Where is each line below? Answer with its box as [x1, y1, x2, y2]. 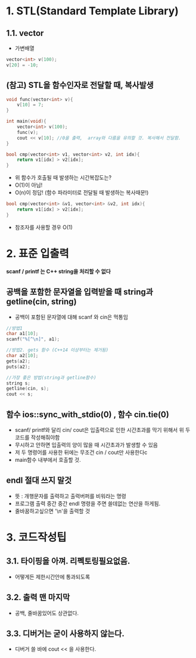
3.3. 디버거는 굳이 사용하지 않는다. [6, 629, 125, 639]
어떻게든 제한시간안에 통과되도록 [14, 573, 91, 580]
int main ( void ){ [6, 118, 46, 124]
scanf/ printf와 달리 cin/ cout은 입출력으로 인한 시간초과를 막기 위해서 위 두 [14, 427, 191, 433]
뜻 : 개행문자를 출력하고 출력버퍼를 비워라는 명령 [14, 492, 126, 499]
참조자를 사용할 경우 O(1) [14, 223, 73, 231]
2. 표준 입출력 [6, 247, 70, 260]
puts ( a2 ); [6, 364, 31, 370]
